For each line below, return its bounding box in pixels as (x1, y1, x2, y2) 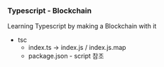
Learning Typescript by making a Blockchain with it (7, 22, 157, 31)
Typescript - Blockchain (7, 6, 92, 16)
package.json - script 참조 (28, 52, 104, 61)
